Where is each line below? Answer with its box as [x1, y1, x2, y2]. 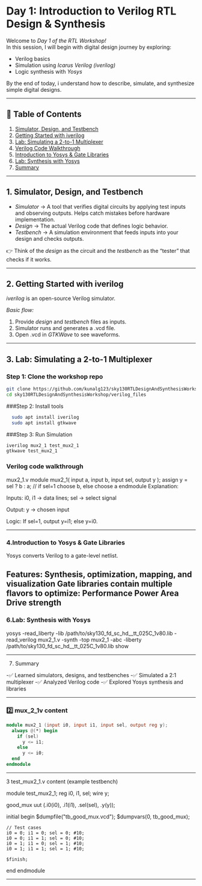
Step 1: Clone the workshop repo [6, 372, 103, 381]
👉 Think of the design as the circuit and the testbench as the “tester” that [6, 247, 191, 254]
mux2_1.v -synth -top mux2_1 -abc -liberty [37, 636, 142, 643]
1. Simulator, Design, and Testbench [6, 187, 143, 197]
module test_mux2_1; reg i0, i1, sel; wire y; [6, 789, 109, 797]
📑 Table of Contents [6, 109, 82, 120]
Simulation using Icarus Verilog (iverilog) [14, 62, 116, 69]
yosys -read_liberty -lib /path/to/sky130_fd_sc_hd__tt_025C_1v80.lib [6, 629, 173, 637]
